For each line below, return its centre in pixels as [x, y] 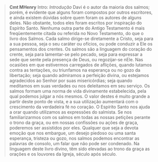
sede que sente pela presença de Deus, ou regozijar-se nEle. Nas [76, 60]
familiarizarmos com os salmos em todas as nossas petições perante [80, 117]
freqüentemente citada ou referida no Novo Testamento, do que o [77, 33]
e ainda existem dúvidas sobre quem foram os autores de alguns [75, 18]
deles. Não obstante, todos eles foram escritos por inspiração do [76, 23]
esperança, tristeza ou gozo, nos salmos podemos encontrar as [74, 138]
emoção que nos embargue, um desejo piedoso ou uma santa [73, 133]
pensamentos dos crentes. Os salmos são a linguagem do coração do [80, 49]
